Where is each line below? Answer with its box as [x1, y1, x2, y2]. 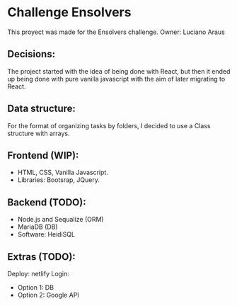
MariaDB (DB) [17, 222, 58, 231]
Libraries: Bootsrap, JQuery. [17, 176, 100, 184]
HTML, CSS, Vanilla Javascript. [17, 168, 108, 177]
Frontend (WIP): [7, 149, 79, 161]
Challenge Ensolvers [7, 4, 132, 21]
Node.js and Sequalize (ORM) [17, 215, 104, 224]
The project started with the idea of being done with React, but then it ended [7, 67, 231, 75]
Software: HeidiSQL [17, 230, 76, 239]
